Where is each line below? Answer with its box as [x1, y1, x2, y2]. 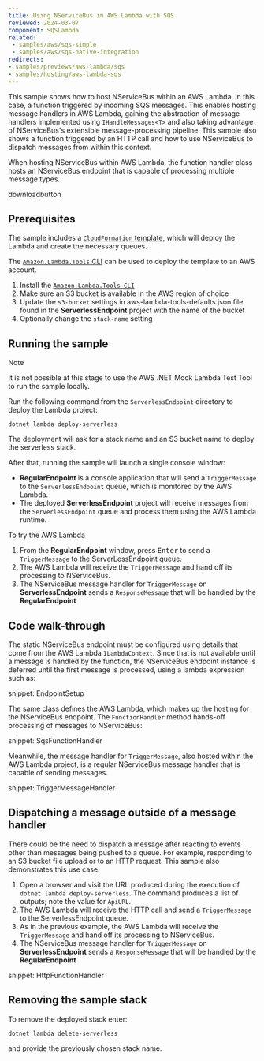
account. [8, 265, 37, 275]
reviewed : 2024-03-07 [8, 19, 80, 27]
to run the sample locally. [8, 382, 90, 391]
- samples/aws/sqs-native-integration [11, 48, 139, 56]
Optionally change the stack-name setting [19, 314, 153, 323]
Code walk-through [8, 618, 106, 632]
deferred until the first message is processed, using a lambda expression [8, 665, 245, 674]
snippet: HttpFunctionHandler [8, 970, 105, 980]
